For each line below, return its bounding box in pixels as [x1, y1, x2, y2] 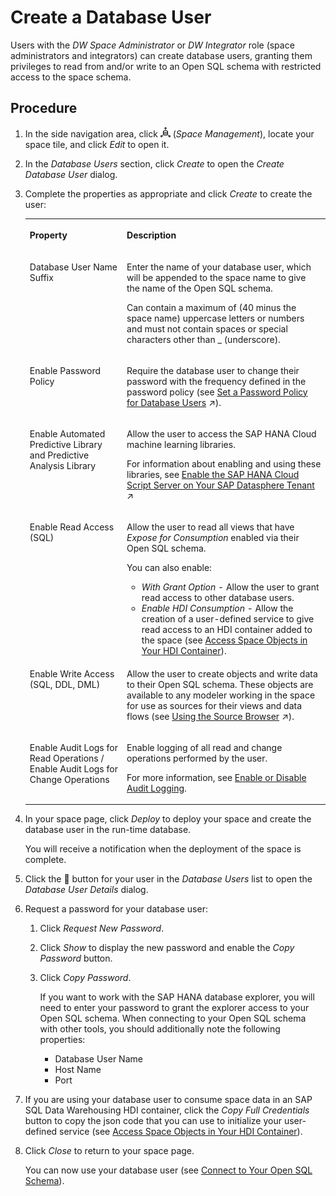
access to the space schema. [10, 71, 132, 83]
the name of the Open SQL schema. [126, 282, 273, 294]
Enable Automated [29, 428, 106, 440]
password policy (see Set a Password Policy [126, 386, 308, 398]
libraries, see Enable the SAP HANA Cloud [126, 469, 300, 480]
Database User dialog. [24, 168, 118, 180]
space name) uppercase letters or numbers [126, 312, 305, 324]
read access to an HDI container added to [141, 624, 313, 636]
